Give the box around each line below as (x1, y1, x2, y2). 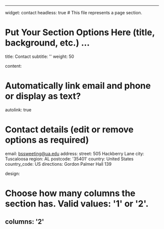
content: (5, 63, 22, 69)
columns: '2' (5, 218, 44, 226)
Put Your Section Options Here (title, (5, 27, 155, 38)
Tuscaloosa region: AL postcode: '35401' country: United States (5, 155, 134, 162)
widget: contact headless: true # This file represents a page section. (5, 10, 143, 15)
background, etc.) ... (5, 37, 90, 49)
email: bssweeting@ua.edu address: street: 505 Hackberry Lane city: (5, 151, 144, 156)
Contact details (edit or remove (5, 124, 134, 135)
